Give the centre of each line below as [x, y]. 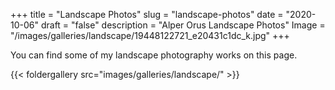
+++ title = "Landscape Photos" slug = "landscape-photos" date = [147, 14]
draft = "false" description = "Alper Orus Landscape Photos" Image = [183, 25]
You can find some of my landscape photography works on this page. [154, 55]
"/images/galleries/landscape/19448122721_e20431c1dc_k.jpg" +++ [150, 35]
